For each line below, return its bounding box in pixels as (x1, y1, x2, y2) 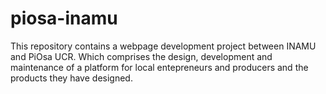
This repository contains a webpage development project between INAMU (10, 40, 317, 52)
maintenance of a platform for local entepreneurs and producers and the (10, 61, 309, 73)
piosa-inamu (10, 7, 118, 30)
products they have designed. (10, 72, 133, 84)
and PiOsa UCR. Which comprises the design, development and (10, 50, 273, 62)
